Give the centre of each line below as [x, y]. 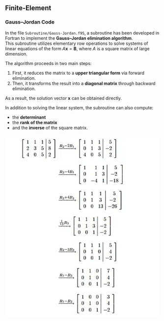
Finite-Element [28, 8]
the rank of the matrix [35, 122]
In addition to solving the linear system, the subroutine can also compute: [79, 107]
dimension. [16, 54]
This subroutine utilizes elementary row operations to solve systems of [77, 43]
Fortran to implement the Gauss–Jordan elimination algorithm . [69, 38]
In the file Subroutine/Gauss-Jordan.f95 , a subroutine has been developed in [82, 33]
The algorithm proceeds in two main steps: [48, 63]
